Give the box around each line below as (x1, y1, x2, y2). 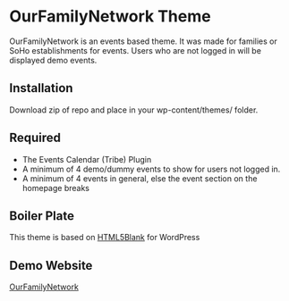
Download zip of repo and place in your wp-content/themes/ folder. (9, 105, 259, 115)
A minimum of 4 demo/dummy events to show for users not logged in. (21, 163, 281, 174)
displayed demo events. (9, 54, 98, 65)
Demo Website (9, 257, 93, 273)
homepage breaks (21, 182, 89, 193)
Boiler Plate (9, 208, 74, 223)
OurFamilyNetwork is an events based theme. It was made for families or (9, 36, 277, 46)
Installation (9, 80, 73, 96)
